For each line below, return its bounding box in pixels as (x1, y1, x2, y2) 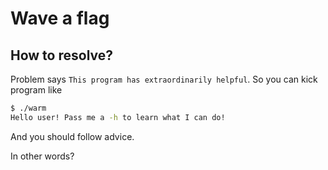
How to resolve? (10, 47, 114, 64)
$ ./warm (10, 103, 47, 113)
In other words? (10, 150, 75, 162)
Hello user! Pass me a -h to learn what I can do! (10, 112, 226, 122)
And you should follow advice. (10, 130, 135, 142)
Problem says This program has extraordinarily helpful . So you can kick (10, 73, 318, 85)
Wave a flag (10, 7, 110, 30)
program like (10, 84, 63, 96)
